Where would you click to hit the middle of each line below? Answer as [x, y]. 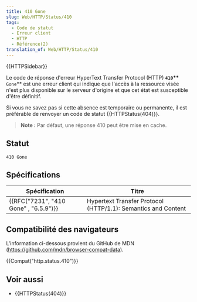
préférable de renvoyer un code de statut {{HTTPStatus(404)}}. [83, 114]
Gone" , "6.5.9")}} [34, 208]
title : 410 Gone [26, 11]
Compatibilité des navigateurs [62, 229]
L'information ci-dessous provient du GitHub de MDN [70, 243]
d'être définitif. [24, 96]
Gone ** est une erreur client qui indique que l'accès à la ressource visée [93, 84]
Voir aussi [25, 279]
